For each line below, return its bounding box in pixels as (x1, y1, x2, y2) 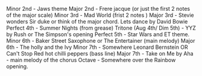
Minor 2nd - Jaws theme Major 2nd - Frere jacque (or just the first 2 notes (6, 5, 191, 12)
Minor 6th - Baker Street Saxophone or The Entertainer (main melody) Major (6, 37, 195, 44)
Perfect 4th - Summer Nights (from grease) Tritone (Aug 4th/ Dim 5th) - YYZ (6, 24, 196, 31)
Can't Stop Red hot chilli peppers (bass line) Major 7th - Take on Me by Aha (6, 50, 194, 57)
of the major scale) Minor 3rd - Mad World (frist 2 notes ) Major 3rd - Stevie (6, 11, 194, 19)
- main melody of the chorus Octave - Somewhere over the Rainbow (6, 57, 176, 63)
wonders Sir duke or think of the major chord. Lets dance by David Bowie (6, 18, 188, 25)
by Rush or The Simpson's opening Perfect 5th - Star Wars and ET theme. (6, 31, 190, 38)
